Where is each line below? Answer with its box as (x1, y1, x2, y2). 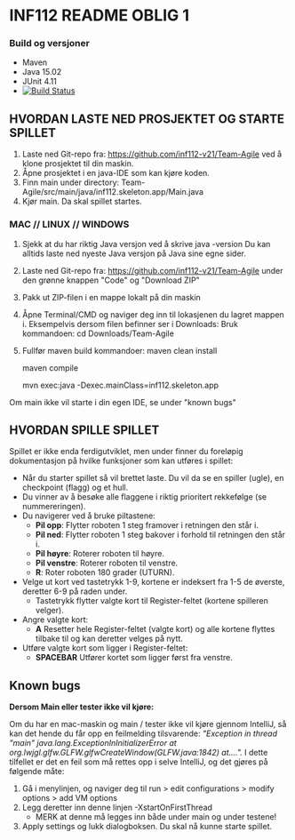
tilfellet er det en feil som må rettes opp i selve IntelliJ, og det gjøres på (9, 756, 268, 767)
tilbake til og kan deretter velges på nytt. (35, 633, 184, 644)
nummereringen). (21, 501, 86, 512)
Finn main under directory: (21, 177, 120, 188)
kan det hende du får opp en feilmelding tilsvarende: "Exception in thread (9, 728, 278, 739)
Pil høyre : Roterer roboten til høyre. (35, 548, 164, 559)
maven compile (21, 362, 78, 373)
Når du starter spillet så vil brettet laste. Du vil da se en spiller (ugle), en (21, 473, 284, 484)
